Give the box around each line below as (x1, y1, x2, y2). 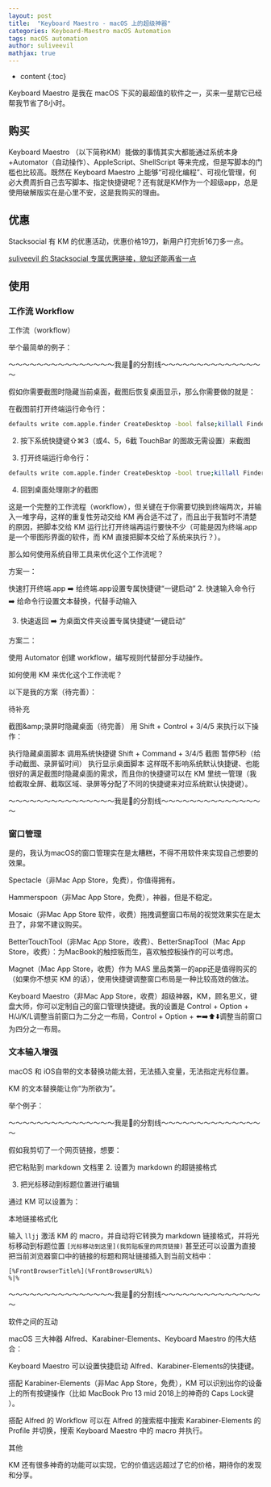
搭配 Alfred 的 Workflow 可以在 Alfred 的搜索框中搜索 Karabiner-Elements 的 (8, 1415, 261, 1425)
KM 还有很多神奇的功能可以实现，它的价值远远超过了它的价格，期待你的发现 (8, 1460, 262, 1469)
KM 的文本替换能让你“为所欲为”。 (8, 1083, 120, 1093)
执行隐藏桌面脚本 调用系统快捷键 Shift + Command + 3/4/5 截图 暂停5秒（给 (8, 748, 261, 759)
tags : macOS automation (8, 34, 89, 43)
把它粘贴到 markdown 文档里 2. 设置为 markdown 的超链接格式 (8, 1162, 218, 1171)
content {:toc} (19, 72, 67, 81)
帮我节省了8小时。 (8, 98, 70, 107)
